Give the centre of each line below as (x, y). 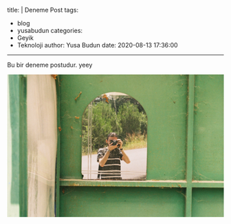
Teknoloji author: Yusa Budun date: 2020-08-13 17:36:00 (97, 45)
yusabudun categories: (50, 31)
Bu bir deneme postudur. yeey (50, 65)
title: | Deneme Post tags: (43, 10)
